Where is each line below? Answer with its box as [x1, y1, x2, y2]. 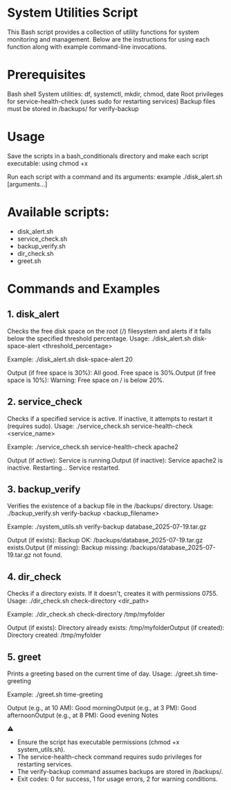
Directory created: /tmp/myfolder [7, 631, 102, 639]
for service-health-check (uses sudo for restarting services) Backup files [7, 97, 216, 105]
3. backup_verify [7, 483, 81, 495]
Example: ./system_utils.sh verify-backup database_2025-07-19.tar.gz [7, 522, 207, 531]
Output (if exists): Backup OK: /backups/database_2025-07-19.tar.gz [7, 536, 203, 544]
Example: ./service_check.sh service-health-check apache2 [7, 443, 178, 451]
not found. [33, 551, 62, 559]
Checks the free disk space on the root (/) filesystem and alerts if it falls [7, 327, 212, 335]
